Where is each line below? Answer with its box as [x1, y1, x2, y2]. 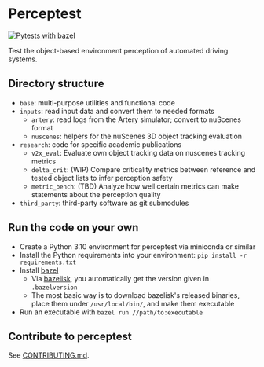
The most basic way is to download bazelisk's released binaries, [31, 290, 240, 299]
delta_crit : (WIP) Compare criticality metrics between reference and [31, 164, 256, 174]
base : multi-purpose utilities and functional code [19, 97, 175, 107]
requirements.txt [19, 259, 77, 266]
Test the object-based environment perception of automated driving [8, 46, 229, 55]
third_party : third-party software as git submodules [19, 198, 189, 207]
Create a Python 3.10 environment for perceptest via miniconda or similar [19, 241, 256, 251]
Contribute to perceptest [8, 329, 132, 343]
